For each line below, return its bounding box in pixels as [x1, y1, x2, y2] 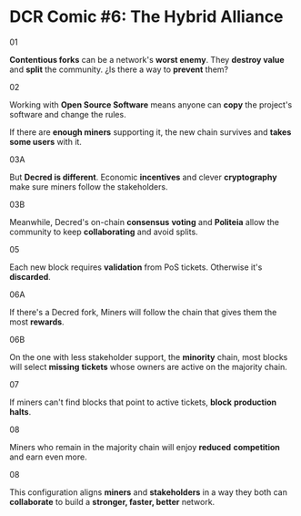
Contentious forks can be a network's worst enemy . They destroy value [9, 54, 285, 65]
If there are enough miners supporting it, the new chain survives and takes [9, 126, 292, 138]
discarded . [9, 271, 52, 282]
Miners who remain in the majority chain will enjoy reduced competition [9, 441, 280, 452]
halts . [9, 406, 32, 417]
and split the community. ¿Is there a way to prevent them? [9, 64, 229, 75]
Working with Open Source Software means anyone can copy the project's [9, 98, 293, 110]
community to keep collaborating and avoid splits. [9, 226, 198, 237]
